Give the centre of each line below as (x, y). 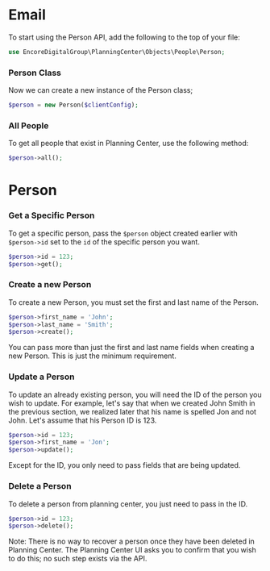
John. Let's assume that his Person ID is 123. (83, 420)
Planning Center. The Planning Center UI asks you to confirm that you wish (132, 550)
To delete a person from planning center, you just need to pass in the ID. (128, 504)
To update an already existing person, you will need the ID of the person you (135, 394)
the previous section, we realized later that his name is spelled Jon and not (132, 411)
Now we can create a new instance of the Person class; (101, 90)
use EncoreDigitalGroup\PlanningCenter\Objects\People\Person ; (117, 52)
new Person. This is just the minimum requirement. (93, 356)
